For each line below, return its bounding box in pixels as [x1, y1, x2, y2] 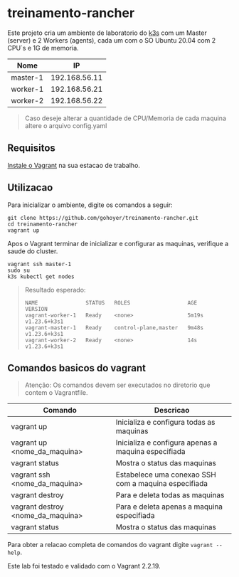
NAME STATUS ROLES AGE [24, 299, 198, 307]
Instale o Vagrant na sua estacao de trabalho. [7, 161, 141, 169]
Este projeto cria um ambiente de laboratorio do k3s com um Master [7, 28, 208, 37]
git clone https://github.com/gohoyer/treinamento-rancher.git [7, 214, 199, 221]
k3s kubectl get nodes [7, 272, 75, 280]
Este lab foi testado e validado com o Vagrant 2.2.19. [7, 562, 161, 571]
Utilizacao [7, 181, 53, 194]
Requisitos [7, 142, 55, 154]
